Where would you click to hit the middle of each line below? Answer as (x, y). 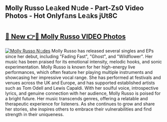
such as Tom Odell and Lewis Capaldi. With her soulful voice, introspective (82, 88)
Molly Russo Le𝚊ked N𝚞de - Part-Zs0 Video (75, 8)
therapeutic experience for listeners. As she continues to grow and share (80, 104)
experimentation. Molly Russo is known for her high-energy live (70, 67)
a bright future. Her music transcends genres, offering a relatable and (77, 98)
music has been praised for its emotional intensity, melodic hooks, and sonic (83, 62)
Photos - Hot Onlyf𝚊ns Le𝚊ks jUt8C (61, 16)
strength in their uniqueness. (35, 114)
